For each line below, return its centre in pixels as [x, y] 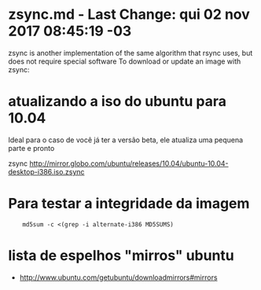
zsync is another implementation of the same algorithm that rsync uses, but [130, 53]
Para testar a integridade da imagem [129, 204]
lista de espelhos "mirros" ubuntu [121, 255]
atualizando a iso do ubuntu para [117, 102]
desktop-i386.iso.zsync [46, 171]
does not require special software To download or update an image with [125, 61]
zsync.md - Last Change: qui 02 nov [129, 15]
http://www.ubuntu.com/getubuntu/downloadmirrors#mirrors [118, 277]
